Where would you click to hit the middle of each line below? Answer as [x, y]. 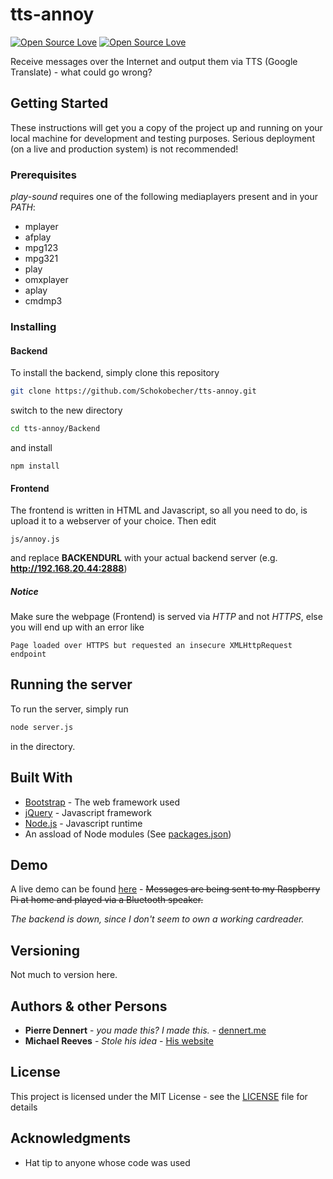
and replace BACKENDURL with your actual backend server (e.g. [144, 558]
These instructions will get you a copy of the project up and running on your [166, 127]
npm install [35, 466]
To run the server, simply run [69, 709]
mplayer [41, 227]
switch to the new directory [66, 410]
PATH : [23, 207]
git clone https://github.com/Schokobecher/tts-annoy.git [133, 391]
